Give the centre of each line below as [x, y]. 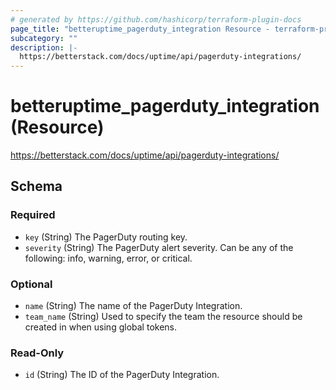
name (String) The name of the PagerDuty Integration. [133, 306]
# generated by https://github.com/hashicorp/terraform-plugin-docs [156, 19]
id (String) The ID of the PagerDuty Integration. [122, 375]
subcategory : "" [44, 38]
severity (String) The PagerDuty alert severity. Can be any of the [159, 247]
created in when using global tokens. [101, 327]
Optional [31, 284]
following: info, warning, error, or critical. [108, 258]
